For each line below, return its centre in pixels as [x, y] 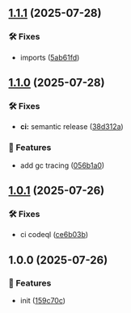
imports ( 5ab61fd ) [50, 57]
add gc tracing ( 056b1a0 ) [62, 165]
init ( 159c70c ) [43, 301]
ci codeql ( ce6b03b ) [54, 235]
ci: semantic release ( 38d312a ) [72, 127]
